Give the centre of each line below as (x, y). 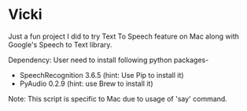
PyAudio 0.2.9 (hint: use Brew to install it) (86, 83)
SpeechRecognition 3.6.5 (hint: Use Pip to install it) (101, 75)
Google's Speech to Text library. (60, 44)
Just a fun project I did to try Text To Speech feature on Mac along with (124, 36)
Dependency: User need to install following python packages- (109, 60)
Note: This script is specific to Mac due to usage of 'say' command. (118, 98)
